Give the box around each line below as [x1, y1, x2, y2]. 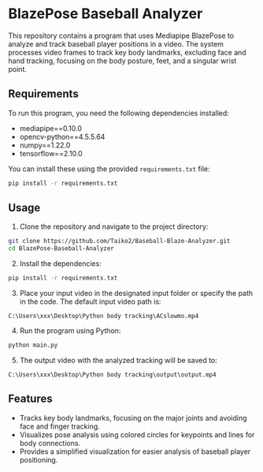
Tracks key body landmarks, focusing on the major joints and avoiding [19, 413, 247, 422]
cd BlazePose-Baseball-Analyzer [8, 245, 114, 253]
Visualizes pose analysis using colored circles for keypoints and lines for [19, 429, 255, 439]
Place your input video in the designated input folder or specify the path [19, 289, 254, 298]
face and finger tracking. [19, 421, 100, 431]
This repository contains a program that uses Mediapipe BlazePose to [8, 31, 235, 40]
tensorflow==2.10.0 [19, 148, 83, 158]
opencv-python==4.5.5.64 [19, 132, 106, 141]
